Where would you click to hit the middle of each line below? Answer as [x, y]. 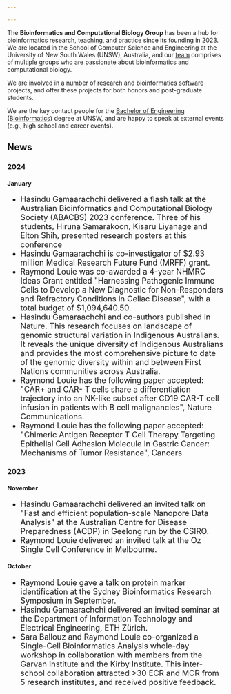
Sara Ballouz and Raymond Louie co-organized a [109, 637]
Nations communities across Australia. [90, 371]
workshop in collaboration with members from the [111, 655]
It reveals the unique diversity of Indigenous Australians [122, 344]
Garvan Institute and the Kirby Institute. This [101, 664]
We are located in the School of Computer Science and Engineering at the [112, 47]
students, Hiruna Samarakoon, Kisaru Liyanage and [114, 227]
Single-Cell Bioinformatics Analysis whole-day [105, 646]
